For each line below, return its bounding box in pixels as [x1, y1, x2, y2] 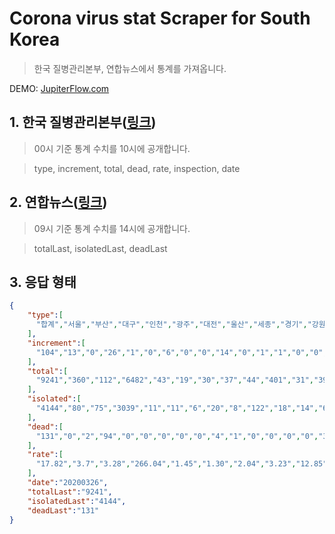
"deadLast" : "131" [27, 505, 100, 516]
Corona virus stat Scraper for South [9, 7, 311, 30]
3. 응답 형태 [9, 273, 77, 291]
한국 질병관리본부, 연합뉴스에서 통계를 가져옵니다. [33, 62, 227, 74]
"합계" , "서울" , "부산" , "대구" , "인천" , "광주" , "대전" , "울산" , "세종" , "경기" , [35, 320, 308, 330]
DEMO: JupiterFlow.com [9, 82, 110, 94]
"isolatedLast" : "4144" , [27, 496, 127, 506]
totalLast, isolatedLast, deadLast [33, 242, 168, 254]
